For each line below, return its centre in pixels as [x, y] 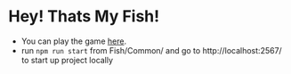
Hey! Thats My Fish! [84, 16]
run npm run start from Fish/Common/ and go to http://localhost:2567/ [151, 50]
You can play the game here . [73, 41]
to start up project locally [67, 60]
